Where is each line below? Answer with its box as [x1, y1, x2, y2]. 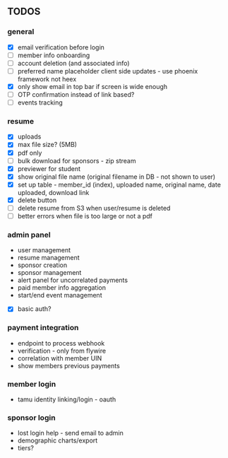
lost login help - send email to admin [17, 429, 124, 438]
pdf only [17, 148, 42, 157]
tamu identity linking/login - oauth [17, 395, 116, 404]
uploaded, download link [17, 188, 90, 196]
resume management [17, 254, 80, 262]
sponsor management [17, 269, 82, 277]
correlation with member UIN [17, 353, 102, 363]
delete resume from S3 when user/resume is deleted [17, 204, 171, 212]
